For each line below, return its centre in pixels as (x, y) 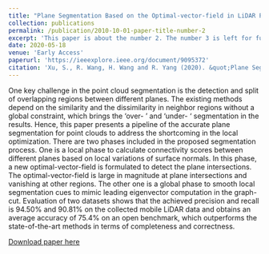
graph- (246, 192)
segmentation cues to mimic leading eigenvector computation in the (120, 192)
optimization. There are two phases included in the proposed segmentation (132, 141)
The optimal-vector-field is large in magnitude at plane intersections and (128, 175)
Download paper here (44, 241)
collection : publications (51, 23)
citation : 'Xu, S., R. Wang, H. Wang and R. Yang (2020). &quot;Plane (128, 68)
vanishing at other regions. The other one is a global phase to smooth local (132, 184)
